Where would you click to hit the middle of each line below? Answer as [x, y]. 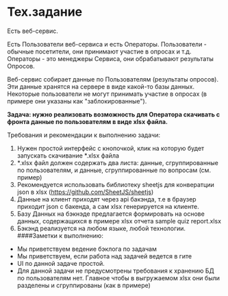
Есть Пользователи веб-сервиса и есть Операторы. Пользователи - [107, 44]
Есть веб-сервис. [33, 31]
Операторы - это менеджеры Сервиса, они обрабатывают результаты [111, 58]
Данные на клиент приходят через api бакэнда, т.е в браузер [106, 199]
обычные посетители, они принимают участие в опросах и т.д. [99, 51]
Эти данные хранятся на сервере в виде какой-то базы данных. [101, 86]
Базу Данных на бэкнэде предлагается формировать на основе [111, 214]
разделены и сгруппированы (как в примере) [84, 285]
